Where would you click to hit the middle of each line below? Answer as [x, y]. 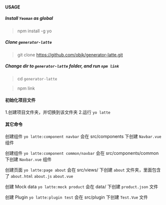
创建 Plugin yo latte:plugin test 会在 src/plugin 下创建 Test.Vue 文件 [77, 197]
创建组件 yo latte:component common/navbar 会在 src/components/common [82, 153]
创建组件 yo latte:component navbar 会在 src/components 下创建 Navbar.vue [83, 136]
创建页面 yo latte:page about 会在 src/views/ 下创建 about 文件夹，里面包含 [83, 170]
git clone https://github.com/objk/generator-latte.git [70, 55]
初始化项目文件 [20, 100]
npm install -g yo [34, 31]
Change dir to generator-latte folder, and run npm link [62, 66]
